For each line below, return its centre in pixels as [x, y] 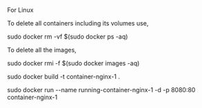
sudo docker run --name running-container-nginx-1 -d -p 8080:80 [101, 90]
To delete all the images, [42, 50]
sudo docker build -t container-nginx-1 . [64, 76]
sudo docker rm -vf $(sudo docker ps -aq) [68, 36]
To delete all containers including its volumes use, [78, 23]
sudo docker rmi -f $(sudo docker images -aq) [73, 63]
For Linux [20, 10]
